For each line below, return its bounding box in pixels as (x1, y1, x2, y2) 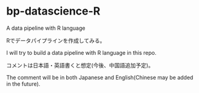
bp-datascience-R (6, 4, 101, 18)
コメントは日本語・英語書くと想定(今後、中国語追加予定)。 (6, 61, 154, 69)
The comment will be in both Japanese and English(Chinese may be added (6, 74, 194, 81)
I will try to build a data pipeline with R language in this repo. (6, 49, 157, 56)
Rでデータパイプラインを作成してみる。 (6, 36, 106, 44)
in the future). (6, 80, 41, 88)
